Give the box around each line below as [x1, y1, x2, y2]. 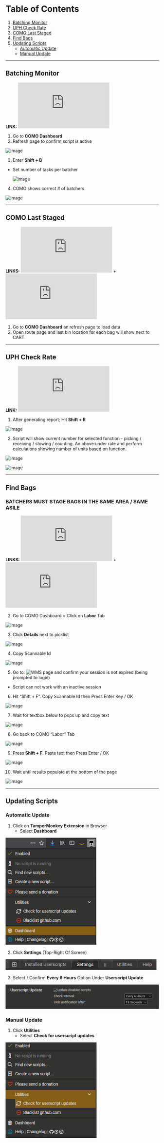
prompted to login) [12, 675, 50, 681]
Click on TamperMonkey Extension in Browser [12, 822, 108, 829]
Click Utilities [12, 1028, 40, 1033]
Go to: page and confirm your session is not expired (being [12, 669, 148, 675]
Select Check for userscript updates [19, 1033, 94, 1039]
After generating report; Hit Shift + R [12, 417, 86, 422]
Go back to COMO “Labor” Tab [12, 731, 75, 737]
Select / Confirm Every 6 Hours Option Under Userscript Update [12, 974, 144, 980]
